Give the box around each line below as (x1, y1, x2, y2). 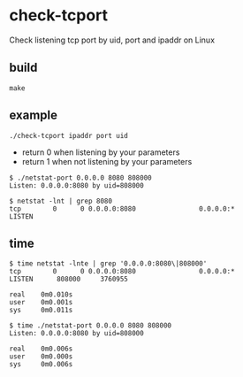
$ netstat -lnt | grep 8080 (9, 196, 113, 205)
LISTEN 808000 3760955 (9, 275, 128, 284)
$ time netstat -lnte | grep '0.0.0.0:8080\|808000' (9, 259, 208, 268)
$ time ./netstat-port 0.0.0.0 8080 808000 (9, 321, 172, 330)
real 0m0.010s (9, 290, 73, 299)
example (9, 108, 58, 123)
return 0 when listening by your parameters (21, 147, 180, 158)
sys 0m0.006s (9, 360, 73, 369)
